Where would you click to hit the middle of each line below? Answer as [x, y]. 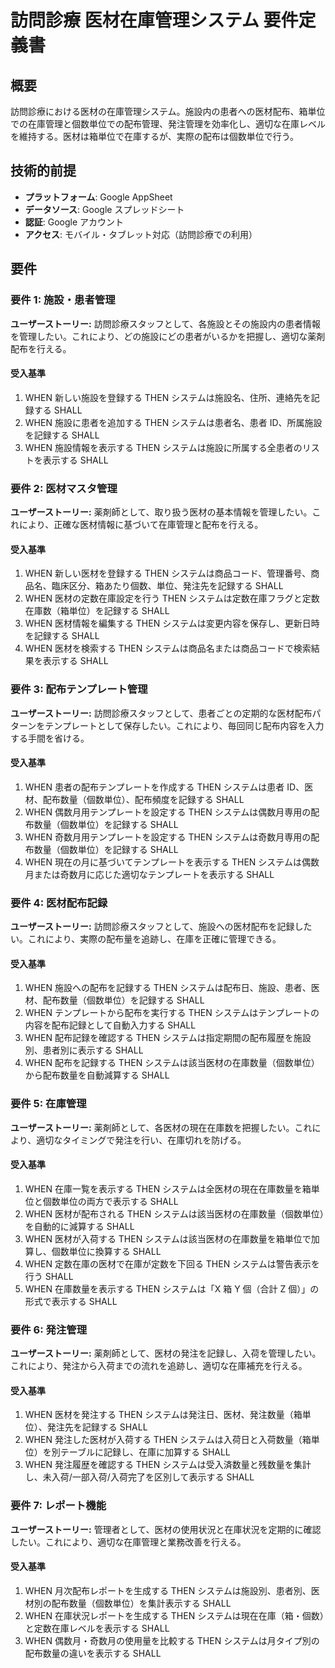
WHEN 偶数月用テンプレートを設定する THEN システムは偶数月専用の [168, 812]
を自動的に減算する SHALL [79, 1226]
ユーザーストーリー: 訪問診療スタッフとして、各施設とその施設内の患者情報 [166, 323]
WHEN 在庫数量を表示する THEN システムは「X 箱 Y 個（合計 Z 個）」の [172, 1288]
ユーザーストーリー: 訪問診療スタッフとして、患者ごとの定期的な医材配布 [161, 713]
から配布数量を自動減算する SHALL [97, 1075]
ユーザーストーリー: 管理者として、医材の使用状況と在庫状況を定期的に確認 [166, 1529]
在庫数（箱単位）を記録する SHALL [97, 611]
